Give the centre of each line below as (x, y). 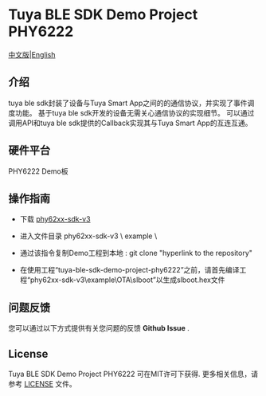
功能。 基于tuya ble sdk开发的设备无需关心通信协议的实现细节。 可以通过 (135, 112)
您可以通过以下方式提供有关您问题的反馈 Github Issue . (99, 328)
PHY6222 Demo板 (39, 171)
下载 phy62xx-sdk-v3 (55, 219)
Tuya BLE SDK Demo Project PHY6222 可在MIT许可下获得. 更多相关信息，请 (133, 374)
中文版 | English (32, 54)
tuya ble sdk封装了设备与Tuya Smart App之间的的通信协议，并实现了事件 (128, 103)
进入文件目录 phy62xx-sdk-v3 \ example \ (88, 236)
